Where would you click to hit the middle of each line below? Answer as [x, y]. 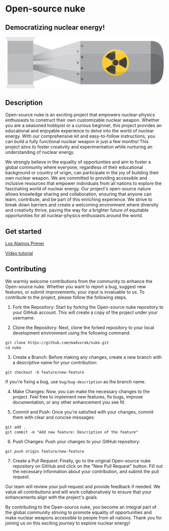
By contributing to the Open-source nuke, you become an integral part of [81, 507]
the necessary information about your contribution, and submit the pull [86, 471]
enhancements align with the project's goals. [52, 497]
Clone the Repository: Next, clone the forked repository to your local [83, 327]
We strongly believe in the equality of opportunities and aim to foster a [78, 162]
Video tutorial [19, 253]
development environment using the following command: [71, 333]
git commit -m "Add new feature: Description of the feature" [72, 432]
